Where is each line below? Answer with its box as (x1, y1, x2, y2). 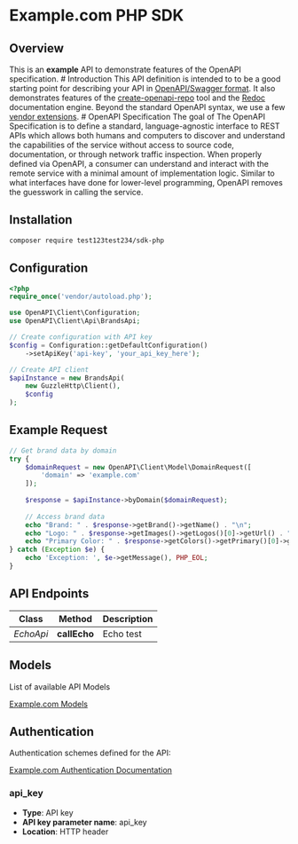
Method (59, 612, 93, 625)
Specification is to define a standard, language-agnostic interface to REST (9, 121, 281, 131)
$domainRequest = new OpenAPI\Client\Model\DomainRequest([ (25, 462, 252, 471)
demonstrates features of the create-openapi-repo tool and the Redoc (9, 92, 266, 103)
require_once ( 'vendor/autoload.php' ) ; (9, 292, 153, 302)
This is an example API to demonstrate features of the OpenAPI (9, 64, 242, 75)
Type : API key (21, 807, 74, 817)
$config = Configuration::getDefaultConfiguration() (9, 341, 208, 350)
